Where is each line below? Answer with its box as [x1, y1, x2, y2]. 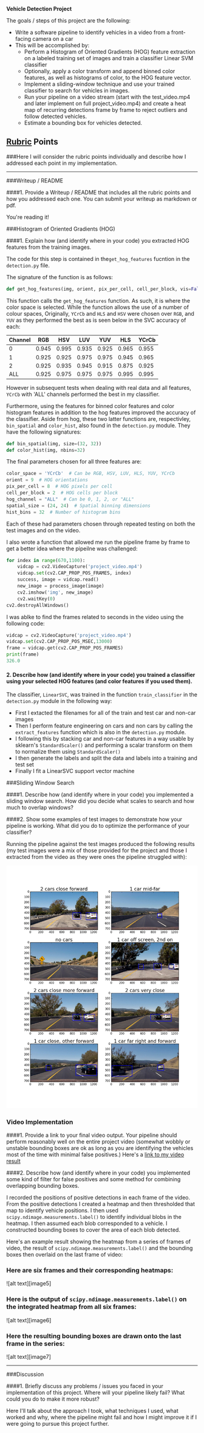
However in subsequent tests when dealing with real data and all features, [6, 384, 191, 391]
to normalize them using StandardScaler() [15, 748, 121, 755]
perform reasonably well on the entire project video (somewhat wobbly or [6, 1138, 191, 1145]
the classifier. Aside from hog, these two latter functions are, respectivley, [6, 415, 191, 422]
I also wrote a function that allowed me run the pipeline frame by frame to [6, 538, 190, 546]
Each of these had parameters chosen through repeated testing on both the [6, 520, 195, 527]
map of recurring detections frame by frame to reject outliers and [24, 106, 188, 113]
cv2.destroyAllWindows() [6, 602, 69, 608]
